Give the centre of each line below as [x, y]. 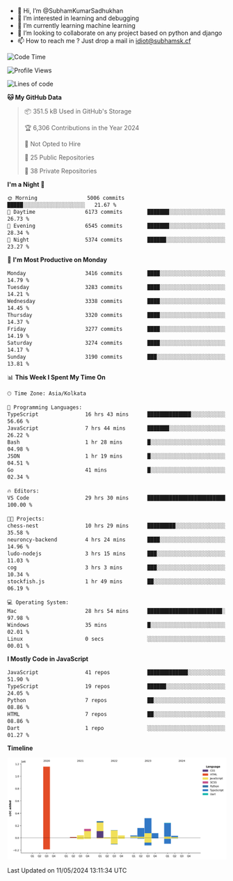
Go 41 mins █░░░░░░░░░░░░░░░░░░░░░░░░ [116, 470]
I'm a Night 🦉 [26, 184]
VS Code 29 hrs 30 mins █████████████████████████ [116, 498]
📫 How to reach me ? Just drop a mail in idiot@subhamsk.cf [104, 41]
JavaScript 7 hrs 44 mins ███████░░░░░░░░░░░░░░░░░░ [116, 428]
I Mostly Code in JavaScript [48, 659]
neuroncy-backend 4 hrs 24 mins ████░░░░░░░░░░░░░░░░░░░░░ [116, 540]
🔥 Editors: [23, 491]
